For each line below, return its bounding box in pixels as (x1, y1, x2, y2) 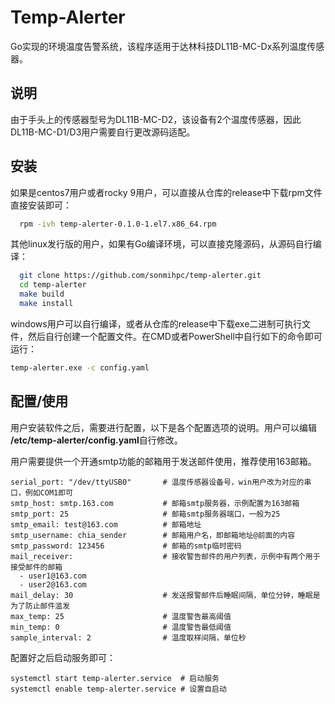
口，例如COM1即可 (10, 487, 73, 498)
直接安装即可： (10, 199, 72, 211)
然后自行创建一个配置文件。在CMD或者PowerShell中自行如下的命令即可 (27, 330, 323, 342)
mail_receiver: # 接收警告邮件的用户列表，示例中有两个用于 (10, 551, 321, 561)
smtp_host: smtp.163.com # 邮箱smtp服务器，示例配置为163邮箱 (10, 498, 300, 508)
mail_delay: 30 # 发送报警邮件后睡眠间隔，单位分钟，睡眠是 (10, 590, 321, 600)
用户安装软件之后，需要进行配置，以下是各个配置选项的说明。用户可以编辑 (10, 421, 317, 433)
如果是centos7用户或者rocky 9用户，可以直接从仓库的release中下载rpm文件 (10, 186, 323, 198)
